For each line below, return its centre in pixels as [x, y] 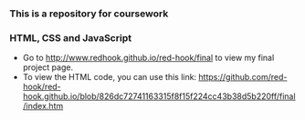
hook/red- [42, 87]
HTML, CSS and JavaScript [71, 37]
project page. [48, 67]
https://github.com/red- [243, 77]
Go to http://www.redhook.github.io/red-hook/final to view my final [148, 58]
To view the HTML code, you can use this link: [110, 77]
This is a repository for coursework [89, 14]
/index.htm [43, 106]
